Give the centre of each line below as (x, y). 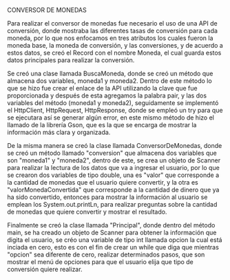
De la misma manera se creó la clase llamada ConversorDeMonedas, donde (115, 146)
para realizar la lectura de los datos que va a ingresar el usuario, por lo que (114, 168)
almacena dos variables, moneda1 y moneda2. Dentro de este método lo (109, 81)
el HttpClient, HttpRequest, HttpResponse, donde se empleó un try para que (115, 110)
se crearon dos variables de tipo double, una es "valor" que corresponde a (113, 175)
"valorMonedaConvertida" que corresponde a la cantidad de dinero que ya (113, 190)
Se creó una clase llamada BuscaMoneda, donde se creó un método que (110, 73)
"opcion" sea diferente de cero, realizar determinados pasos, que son (106, 254)
